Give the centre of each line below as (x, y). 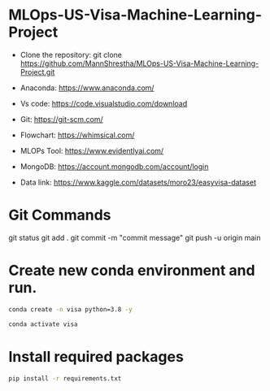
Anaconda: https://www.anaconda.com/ (87, 88)
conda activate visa (44, 324)
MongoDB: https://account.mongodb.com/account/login (114, 166)
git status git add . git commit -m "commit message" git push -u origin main (135, 237)
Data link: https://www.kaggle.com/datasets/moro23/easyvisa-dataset (138, 182)
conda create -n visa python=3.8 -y (70, 309)
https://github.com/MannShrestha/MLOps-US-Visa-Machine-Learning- (139, 63)
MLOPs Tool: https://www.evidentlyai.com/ (92, 150)
